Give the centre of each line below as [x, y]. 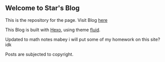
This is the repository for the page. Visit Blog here [56, 20]
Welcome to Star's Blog [42, 8]
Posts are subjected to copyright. [39, 54]
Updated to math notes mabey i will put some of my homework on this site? [83, 39]
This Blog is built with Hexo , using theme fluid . [53, 30]
